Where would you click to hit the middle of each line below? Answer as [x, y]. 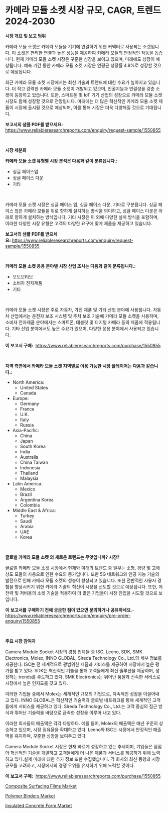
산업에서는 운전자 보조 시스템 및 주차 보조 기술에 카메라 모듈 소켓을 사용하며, [85, 316]
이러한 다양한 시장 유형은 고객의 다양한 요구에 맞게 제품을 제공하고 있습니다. [79, 223]
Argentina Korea [37, 499]
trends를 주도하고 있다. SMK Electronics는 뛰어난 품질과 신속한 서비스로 [89, 677]
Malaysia [29, 478]
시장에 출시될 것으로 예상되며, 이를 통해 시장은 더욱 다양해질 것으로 [79, 107]
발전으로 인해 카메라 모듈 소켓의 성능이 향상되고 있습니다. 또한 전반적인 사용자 [81, 580]
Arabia [27, 526]
